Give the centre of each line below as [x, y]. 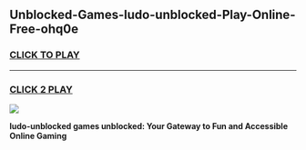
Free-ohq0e [44, 30]
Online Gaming [38, 135]
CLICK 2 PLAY [41, 89]
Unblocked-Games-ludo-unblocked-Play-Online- [153, 15]
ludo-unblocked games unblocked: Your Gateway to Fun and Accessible [149, 125]
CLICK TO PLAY [45, 55]
